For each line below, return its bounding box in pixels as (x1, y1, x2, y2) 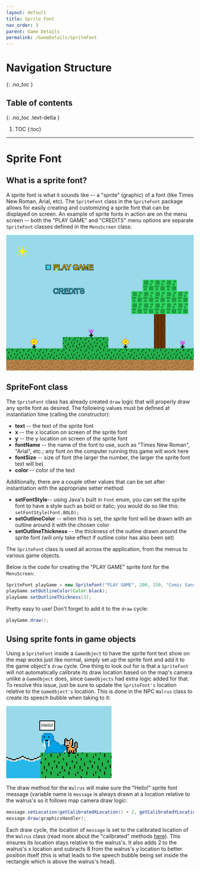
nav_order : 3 (6, 22, 39, 28)
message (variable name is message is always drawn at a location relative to (6, 790, 190, 798)
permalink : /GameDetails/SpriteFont (6, 35, 97, 41)
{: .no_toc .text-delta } (6, 114, 60, 121)
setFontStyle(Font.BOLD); (14, 509, 79, 515)
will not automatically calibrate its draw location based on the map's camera (6, 668, 192, 676)
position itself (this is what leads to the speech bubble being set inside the (6, 851, 189, 858)
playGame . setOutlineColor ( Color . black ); (6, 588, 108, 594)
